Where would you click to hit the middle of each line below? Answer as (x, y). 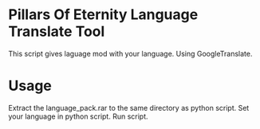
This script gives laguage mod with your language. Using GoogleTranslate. (130, 53)
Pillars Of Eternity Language (103, 15)
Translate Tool (57, 31)
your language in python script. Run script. (79, 116)
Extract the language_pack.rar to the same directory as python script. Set (129, 107)
